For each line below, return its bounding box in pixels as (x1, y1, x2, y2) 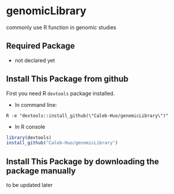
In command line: (14, 101, 58, 108)
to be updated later (6, 182, 53, 189)
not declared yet (14, 56, 55, 63)
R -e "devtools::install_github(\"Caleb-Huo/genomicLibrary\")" (6, 113, 169, 119)
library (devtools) (6, 135, 52, 141)
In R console (14, 123, 46, 130)
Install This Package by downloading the (6, 156, 159, 167)
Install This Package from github (6, 74, 129, 84)
